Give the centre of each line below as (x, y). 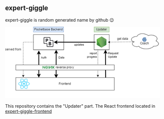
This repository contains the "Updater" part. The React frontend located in (80, 106)
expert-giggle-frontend (28, 111)
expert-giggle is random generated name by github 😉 (60, 20)
